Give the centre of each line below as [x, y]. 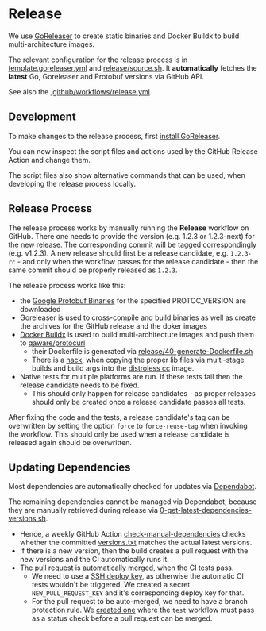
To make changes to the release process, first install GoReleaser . [114, 136]
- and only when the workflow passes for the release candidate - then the [138, 261]
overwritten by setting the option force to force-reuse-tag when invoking [128, 425]
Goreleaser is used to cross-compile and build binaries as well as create [138, 317]
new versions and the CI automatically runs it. [94, 560]
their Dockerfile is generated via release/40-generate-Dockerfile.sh [142, 351]
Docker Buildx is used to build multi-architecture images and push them [137, 334]
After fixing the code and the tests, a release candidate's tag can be [119, 417]
